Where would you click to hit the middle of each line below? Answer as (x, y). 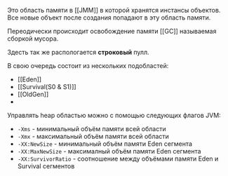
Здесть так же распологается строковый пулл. (78, 52)
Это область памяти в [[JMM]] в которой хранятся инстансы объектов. (114, 10)
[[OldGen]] (33, 94)
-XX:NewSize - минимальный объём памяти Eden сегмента (105, 144)
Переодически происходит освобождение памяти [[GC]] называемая (112, 31)
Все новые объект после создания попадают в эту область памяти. (109, 18)
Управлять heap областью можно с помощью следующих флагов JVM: (114, 115)
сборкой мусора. (33, 39)
